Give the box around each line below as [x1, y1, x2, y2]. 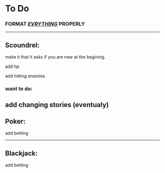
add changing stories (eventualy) [5, 100, 109, 109]
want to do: [5, 86, 33, 92]
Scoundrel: [5, 41, 40, 49]
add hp [5, 63, 20, 69]
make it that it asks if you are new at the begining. [5, 54, 106, 60]
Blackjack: [5, 149, 38, 157]
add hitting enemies [5, 73, 45, 79]
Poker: [5, 117, 26, 125]
